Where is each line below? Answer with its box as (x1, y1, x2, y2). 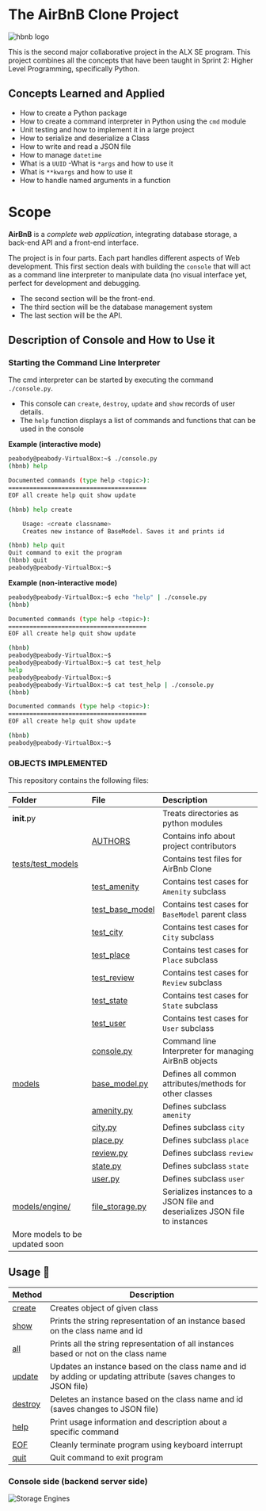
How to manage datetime (19, 150, 102, 159)
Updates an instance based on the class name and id (50, 1360, 247, 1372)
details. (19, 407, 44, 417)
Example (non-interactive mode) (8, 578, 117, 587)
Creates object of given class (50, 1302, 158, 1313)
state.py (91, 1161, 122, 1172)
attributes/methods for (161, 1078, 247, 1089)
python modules (161, 818, 223, 829)
